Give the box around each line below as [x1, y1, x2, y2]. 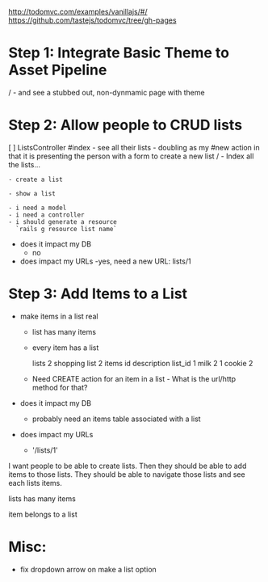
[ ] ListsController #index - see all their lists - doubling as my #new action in [8, 142, 260, 152]
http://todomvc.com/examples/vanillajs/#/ [8, 7, 148, 16]
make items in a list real [19, 311, 98, 321]
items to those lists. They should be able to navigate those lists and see [8, 469, 245, 479]
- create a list [8, 175, 63, 183]
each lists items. [8, 478, 62, 487]
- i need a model [8, 204, 67, 212]
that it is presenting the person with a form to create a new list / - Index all [8, 151, 254, 161]
